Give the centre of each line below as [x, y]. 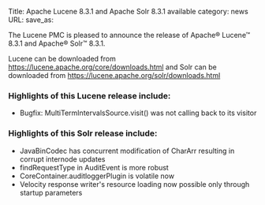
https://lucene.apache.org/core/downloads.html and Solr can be [112, 67]
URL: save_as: [31, 20]
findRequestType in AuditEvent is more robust [94, 167]
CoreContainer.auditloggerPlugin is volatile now [97, 176]
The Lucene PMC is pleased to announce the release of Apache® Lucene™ [129, 35]
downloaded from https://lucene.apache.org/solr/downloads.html [114, 75]
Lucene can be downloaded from [62, 59]
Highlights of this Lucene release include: [90, 95]
